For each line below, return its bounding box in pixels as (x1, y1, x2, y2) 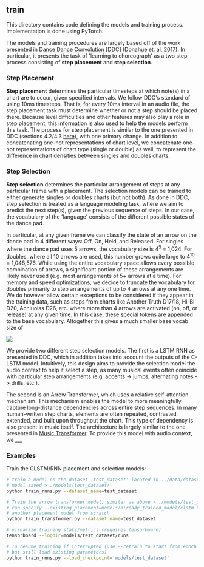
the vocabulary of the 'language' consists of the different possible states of (6, 213, 195, 220)
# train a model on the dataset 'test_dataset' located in (6, 477, 159, 483)
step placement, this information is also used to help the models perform (6, 120, 188, 127)
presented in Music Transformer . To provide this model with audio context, (6, 429, 193, 436)
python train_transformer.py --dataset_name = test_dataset (6, 516, 156, 522)
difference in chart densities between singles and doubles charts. (6, 152, 170, 160)
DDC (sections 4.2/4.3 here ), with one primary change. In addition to (6, 133, 178, 140)
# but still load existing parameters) (6, 549, 107, 555)
